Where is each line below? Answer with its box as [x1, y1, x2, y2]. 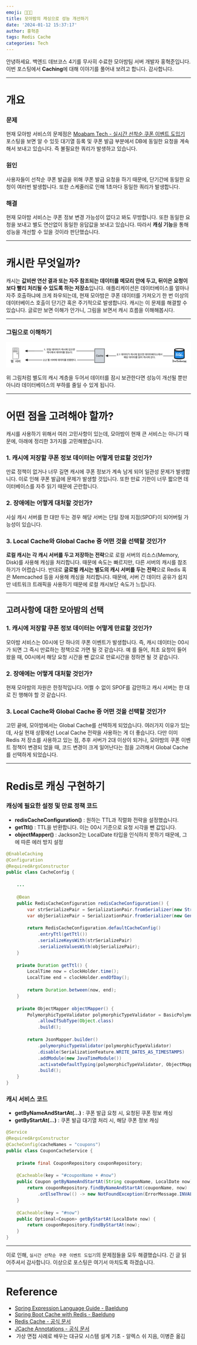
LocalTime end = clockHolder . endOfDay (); [27, 975, 130, 981]
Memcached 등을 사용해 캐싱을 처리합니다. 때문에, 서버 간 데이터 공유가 [12, 573, 177, 581]
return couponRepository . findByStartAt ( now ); [27, 1222, 141, 1228]
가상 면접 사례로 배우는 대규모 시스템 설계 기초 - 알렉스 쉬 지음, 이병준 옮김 [16, 1333, 186, 1340]
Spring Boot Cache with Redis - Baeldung [14, 1311, 116, 1318]
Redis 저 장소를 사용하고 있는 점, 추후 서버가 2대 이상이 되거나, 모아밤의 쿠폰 [6, 737, 180, 744]
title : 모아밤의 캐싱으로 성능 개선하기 [6, 15, 89, 22]
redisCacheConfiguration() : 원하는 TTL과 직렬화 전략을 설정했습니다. [14, 816, 179, 823]
